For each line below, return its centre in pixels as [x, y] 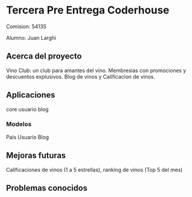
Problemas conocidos [47, 188]
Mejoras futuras [36, 156]
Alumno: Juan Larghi [31, 38]
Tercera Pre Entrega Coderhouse [88, 10]
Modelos [19, 124]
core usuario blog [27, 109]
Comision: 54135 [26, 26]
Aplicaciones [31, 95]
